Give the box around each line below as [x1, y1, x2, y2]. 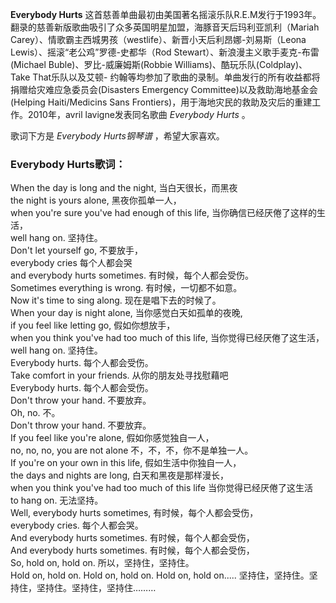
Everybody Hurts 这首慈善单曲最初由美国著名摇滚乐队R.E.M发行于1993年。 [10, 9, 322, 20]
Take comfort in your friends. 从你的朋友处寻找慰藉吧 [10, 369, 229, 382]
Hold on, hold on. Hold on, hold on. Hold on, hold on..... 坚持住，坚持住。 [10, 569, 310, 582]
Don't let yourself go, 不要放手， [10, 244, 144, 257]
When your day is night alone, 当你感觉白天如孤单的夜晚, [10, 307, 243, 319]
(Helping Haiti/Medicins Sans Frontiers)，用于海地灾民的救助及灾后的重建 [10, 96, 313, 108]
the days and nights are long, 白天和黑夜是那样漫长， [10, 469, 229, 482]
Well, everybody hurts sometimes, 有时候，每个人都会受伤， [10, 507, 259, 519]
